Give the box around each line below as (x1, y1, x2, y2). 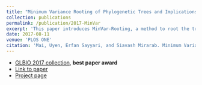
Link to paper (14, 65, 48, 72)
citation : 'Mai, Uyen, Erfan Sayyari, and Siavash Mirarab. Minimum (6, 43, 182, 49)
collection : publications (6, 14, 71, 20)
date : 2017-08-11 (6, 31, 50, 37)
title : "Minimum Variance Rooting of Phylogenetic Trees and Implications (6, 8, 198, 15)
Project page (14, 72, 47, 79)
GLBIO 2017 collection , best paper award (14, 58, 118, 66)
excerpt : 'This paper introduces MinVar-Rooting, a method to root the (6, 25, 189, 32)
